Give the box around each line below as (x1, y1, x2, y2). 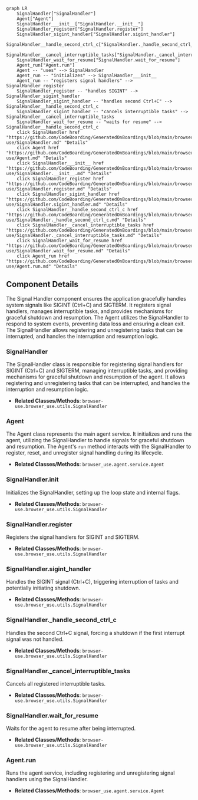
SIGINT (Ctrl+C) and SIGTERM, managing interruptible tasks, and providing (6, 367, 188, 374)
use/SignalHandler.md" (6, 140, 62, 146)
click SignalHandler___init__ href (16, 160, 104, 166)
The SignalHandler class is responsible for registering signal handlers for (6, 361, 183, 368)
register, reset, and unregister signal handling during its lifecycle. (6, 449, 164, 456)
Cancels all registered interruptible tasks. (6, 680, 106, 687)
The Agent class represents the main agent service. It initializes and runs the (6, 430, 192, 437)
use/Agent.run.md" (6, 264, 51, 269)
